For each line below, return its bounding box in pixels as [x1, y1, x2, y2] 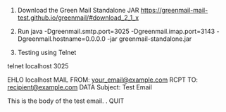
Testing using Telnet [17, 49, 77, 56]
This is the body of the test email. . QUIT [7, 97, 125, 105]
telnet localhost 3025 [7, 62, 69, 70]
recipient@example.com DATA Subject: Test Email [7, 83, 153, 91]
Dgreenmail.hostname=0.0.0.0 [17, 35, 106, 43]
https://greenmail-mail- [140, 6, 208, 14]
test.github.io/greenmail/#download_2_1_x [17, 13, 139, 22]
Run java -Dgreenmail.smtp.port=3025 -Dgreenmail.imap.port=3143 [17, 27, 215, 35]
